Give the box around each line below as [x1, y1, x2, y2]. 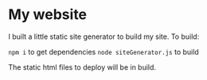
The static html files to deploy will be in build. [8, 62, 157, 72]
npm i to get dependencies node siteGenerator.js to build [8, 47, 199, 56]
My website [8, 6, 88, 24]
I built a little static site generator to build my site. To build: [8, 32, 200, 41]
